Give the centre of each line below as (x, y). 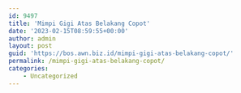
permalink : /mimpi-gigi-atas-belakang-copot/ (86, 61)
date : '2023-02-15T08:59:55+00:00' (69, 31)
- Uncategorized (51, 76)
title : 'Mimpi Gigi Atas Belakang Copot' (80, 23)
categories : (28, 69)
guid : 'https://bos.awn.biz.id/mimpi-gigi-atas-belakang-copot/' (121, 53)
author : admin (32, 38)
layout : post (30, 46)
